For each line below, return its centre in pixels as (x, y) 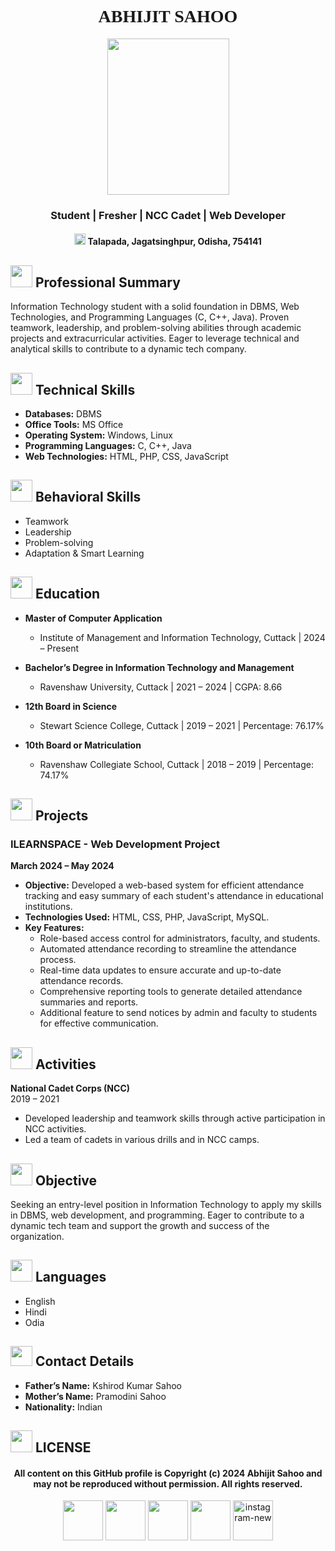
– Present (59, 648)
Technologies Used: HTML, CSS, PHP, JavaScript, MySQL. (147, 917)
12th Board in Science (71, 706)
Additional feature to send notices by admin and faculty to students (178, 1013)
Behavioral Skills (88, 497)
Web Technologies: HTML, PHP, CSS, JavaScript (126, 457)
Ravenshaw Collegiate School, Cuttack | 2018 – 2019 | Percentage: (176, 764)
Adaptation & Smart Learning (84, 553)
